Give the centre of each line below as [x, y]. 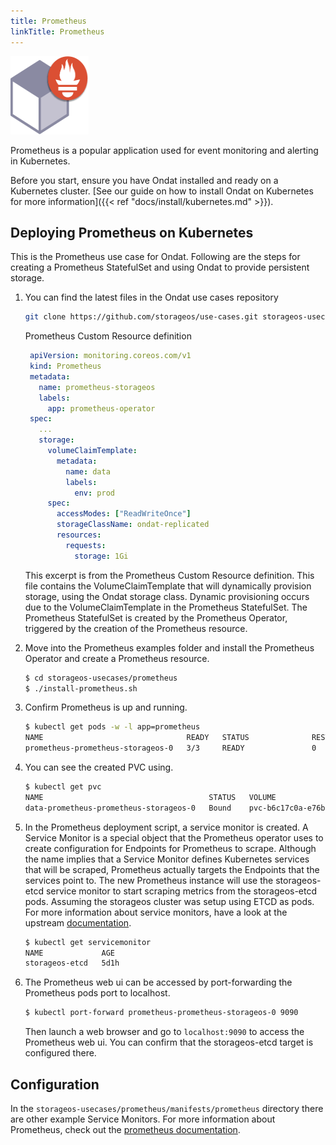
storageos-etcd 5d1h [72, 963]
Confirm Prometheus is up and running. [106, 707]
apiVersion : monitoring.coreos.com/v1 [110, 356]
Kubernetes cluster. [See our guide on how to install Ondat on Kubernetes [162, 191]
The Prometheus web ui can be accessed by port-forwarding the [158, 982]
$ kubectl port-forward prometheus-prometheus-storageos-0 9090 [161, 1013]
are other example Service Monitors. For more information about [143, 1119]
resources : [79, 535]
